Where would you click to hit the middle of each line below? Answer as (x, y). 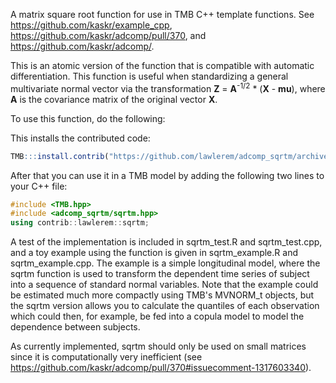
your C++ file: (39, 186)
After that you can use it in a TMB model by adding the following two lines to (167, 175)
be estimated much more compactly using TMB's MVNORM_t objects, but (162, 295)
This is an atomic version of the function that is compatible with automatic (162, 65)
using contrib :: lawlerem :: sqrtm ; (80, 223)
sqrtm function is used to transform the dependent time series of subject (160, 274)
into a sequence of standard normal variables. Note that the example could (164, 285)
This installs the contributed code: (80, 138)
